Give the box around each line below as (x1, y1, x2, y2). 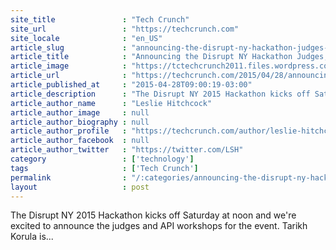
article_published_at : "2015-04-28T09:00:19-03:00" (10, 80, 253, 90)
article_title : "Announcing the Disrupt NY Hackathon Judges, (10, 52, 329, 62)
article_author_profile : (10, 126, 128, 136)
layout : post (10, 182, 150, 192)
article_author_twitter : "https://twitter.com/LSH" (10, 145, 244, 155)
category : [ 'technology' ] (10, 154, 195, 164)
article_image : (10, 61, 128, 71)
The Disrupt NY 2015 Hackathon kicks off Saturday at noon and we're (10, 209, 297, 221)
